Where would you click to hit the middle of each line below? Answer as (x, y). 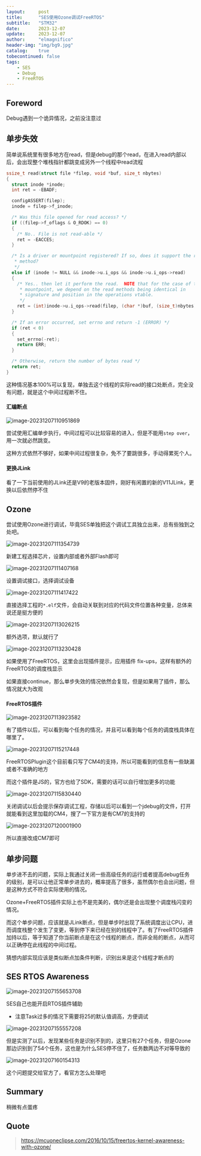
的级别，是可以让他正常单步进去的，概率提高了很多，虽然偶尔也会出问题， (98, 881)
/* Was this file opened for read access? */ (69, 217)
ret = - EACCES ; (36, 240)
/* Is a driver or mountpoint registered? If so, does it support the (101, 256)
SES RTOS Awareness (48, 977)
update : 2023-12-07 (36, 34)
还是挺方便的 (27, 612)
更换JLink (19, 468)
